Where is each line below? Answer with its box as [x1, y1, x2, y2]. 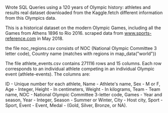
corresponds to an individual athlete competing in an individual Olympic [5, 66, 155, 72]
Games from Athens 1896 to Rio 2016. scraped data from [5, 30, 123, 36]
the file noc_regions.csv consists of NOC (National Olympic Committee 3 [5, 45, 157, 51]
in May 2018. [37, 35, 64, 41]
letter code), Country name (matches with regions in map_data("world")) [5, 50, 156, 56]
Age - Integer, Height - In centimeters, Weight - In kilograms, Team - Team [5, 86, 160, 92]
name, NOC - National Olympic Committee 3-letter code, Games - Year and [5, 92, 162, 97]
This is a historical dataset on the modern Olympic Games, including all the [5, 25, 161, 31]
